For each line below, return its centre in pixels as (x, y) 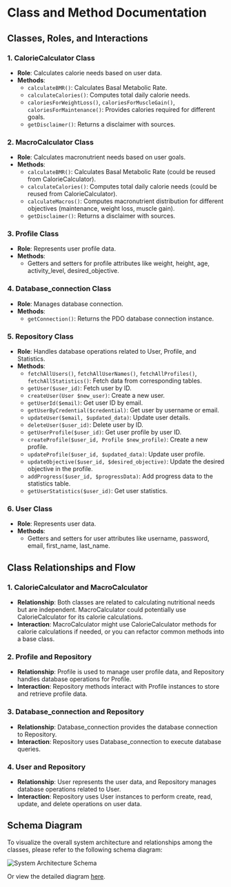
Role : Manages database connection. (70, 304)
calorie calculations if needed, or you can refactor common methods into (121, 632)
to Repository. (37, 734)
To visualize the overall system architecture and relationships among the (110, 842)
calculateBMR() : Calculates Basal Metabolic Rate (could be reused (121, 172)
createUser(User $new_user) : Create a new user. (96, 396)
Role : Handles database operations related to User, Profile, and (107, 352)
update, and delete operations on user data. (79, 803)
